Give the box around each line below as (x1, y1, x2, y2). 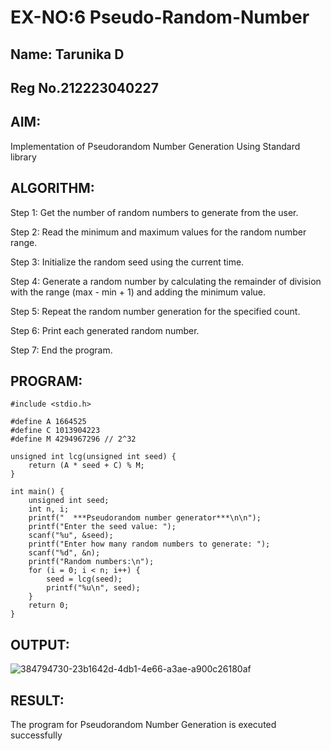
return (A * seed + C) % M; (28, 461, 145, 471)
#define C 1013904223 (10, 426, 101, 436)
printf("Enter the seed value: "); (28, 522, 177, 532)
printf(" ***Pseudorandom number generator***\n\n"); (28, 513, 262, 523)
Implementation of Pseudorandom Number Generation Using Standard (10, 140, 301, 152)
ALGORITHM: (10, 180, 95, 197)
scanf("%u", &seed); (28, 531, 114, 541)
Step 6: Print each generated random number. (10, 324, 200, 336)
